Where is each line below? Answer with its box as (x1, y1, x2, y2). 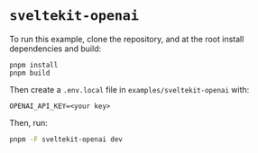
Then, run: (9, 117, 48, 128)
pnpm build (9, 68, 51, 77)
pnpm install (9, 60, 59, 69)
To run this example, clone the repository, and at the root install (9, 33, 244, 44)
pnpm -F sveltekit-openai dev (9, 134, 124, 144)
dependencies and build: (9, 43, 102, 54)
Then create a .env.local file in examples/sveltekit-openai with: (9, 84, 250, 94)
